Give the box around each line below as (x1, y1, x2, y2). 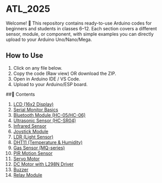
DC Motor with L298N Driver (13, 161, 74, 167)
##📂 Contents (6, 91, 35, 97)
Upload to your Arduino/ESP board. (13, 81, 88, 87)
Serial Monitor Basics (13, 106, 58, 113)
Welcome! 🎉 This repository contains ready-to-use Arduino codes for (6, 20, 152, 26)
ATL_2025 (6, 3, 50, 15)
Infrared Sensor (13, 123, 47, 129)
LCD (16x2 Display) (13, 101, 54, 107)
